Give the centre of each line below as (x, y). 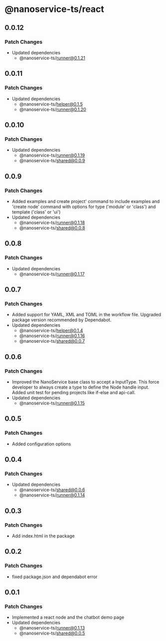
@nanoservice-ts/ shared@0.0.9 (52, 161)
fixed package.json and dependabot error (55, 577)
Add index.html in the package (43, 536)
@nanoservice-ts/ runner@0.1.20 (53, 109)
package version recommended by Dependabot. (62, 320)
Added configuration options (41, 444)
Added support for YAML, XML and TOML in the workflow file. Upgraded (86, 315)
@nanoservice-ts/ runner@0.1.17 (52, 274)
